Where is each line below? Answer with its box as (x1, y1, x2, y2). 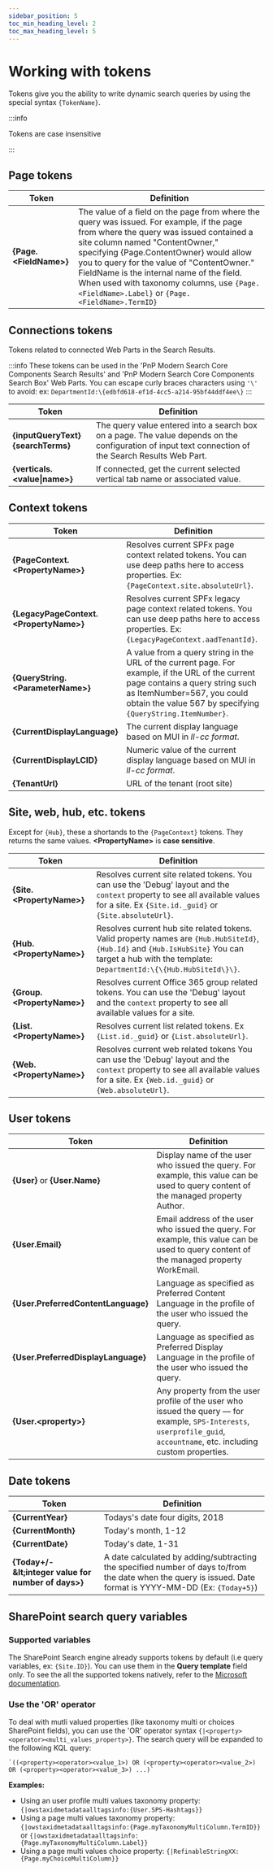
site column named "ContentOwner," (78, 237, 219, 248)
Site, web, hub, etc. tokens (8, 806, 146, 820)
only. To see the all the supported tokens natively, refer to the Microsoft (8, 1669, 248, 1679)
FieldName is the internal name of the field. (78, 268, 242, 279)
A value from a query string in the (126, 646, 254, 658)
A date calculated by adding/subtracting (103, 1551, 258, 1563)
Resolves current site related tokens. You (96, 868, 253, 880)
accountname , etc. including (156, 1436, 258, 1447)
